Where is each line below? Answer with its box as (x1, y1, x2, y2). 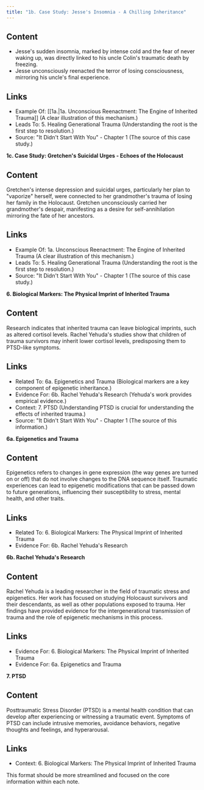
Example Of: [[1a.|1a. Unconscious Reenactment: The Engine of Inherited (15, 108, 198, 115)
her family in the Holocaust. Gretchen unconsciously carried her (6, 199, 167, 207)
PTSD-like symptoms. (6, 344, 61, 351)
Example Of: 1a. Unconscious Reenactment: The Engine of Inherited (15, 246, 186, 253)
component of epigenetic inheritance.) (15, 384, 112, 391)
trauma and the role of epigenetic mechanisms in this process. (6, 613, 163, 621)
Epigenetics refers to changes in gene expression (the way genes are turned (6, 469, 199, 476)
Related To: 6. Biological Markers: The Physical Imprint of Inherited (15, 529, 183, 536)
